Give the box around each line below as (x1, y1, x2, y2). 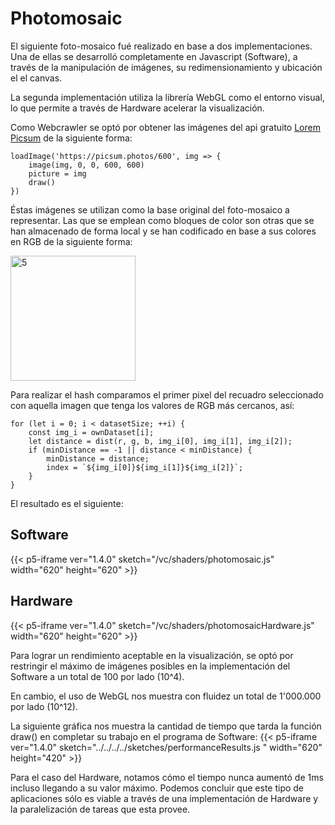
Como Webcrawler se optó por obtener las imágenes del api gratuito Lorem (10, 121, 321, 133)
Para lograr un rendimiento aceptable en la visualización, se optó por (10, 649, 294, 661)
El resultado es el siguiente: (10, 497, 124, 509)
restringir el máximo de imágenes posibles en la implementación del (10, 660, 291, 672)
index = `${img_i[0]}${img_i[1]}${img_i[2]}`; (46, 462, 244, 472)
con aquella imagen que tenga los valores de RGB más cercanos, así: (10, 399, 295, 411)
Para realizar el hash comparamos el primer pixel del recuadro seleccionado (10, 388, 324, 401)
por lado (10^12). (10, 700, 78, 712)
